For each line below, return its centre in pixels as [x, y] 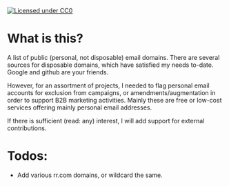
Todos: [28, 156]
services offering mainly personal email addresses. [80, 107]
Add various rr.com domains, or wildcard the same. [90, 175]
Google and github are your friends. [58, 72]
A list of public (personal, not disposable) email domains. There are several [113, 57]
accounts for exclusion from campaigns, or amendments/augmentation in [111, 92]
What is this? [46, 39]
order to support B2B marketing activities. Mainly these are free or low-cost [114, 100]
